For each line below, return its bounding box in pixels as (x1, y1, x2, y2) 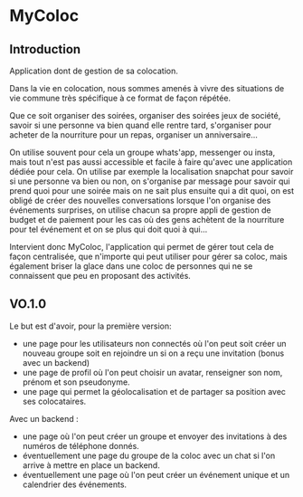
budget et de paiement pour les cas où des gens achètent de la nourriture (9, 215, 285, 225)
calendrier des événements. (22, 479, 128, 490)
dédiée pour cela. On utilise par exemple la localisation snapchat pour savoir (9, 167, 294, 177)
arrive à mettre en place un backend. (22, 459, 160, 471)
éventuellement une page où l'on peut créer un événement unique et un (22, 469, 290, 480)
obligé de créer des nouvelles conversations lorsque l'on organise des (9, 196, 271, 205)
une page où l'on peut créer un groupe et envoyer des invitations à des (22, 431, 288, 442)
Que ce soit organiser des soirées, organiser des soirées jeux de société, (9, 110, 281, 120)
